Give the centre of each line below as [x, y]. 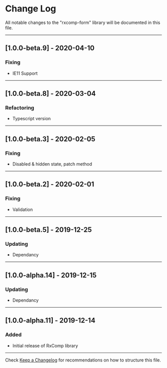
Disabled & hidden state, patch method [52, 164]
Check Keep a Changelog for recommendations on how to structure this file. [83, 360]
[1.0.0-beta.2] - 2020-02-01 [50, 184]
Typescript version [32, 119]
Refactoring [20, 108]
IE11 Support [25, 73]
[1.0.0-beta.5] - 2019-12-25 [48, 230]
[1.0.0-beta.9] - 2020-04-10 [50, 48]
